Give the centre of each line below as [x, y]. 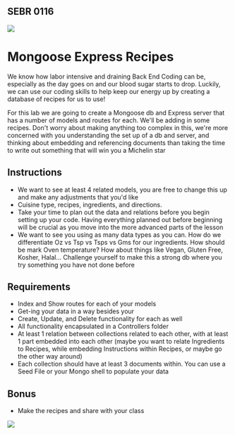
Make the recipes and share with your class [81, 411]
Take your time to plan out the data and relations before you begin [114, 212]
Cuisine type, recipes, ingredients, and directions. [90, 204]
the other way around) [50, 356]
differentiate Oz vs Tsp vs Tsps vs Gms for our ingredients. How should [121, 242]
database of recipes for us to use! [56, 99]
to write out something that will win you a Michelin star [86, 150]
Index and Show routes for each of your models [87, 304]
